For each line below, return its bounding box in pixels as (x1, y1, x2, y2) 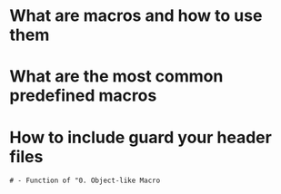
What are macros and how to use (9, 5, 263, 26)
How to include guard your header (9, 127, 273, 148)
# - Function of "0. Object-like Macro (9, 176, 161, 186)
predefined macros (9, 85, 157, 106)
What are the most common (9, 66, 224, 87)
